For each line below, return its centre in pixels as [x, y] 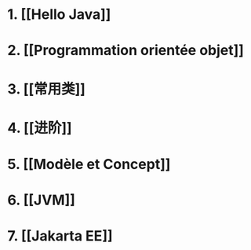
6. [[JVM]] [42, 200]
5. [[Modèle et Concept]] [89, 164]
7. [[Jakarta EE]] [60, 236]
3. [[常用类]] [46, 89]
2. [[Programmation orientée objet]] [126, 51]
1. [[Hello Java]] [59, 15]
